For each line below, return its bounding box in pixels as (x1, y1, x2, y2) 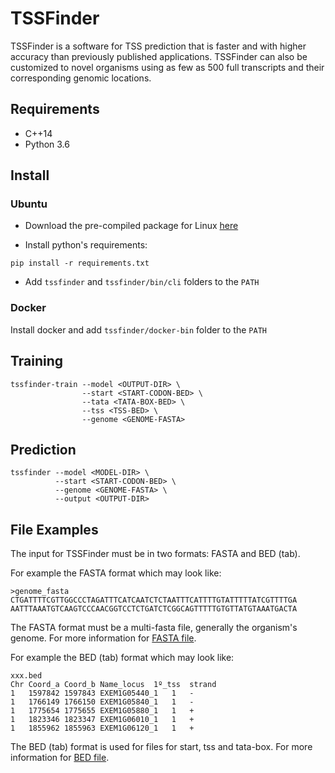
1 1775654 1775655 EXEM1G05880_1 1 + (10, 706, 195, 716)
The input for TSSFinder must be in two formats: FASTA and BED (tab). (10, 548, 301, 560)
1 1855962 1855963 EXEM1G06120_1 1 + (10, 723, 195, 734)
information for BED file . (10, 752, 110, 764)
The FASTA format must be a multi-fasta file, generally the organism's (10, 622, 298, 634)
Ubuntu (10, 197, 48, 211)
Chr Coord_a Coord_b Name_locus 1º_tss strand (10, 680, 217, 690)
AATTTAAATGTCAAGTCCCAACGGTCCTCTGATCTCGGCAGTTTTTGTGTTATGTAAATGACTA (10, 604, 298, 614)
